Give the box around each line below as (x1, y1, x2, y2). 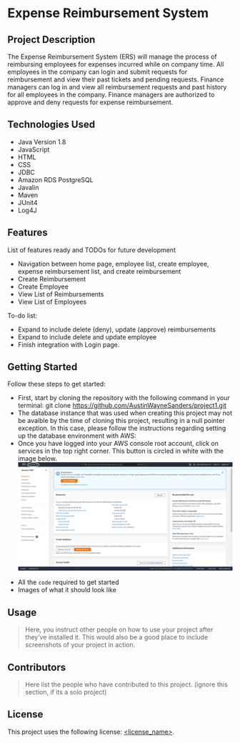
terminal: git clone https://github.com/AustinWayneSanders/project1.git (17, 402, 227, 410)
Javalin (17, 183, 39, 191)
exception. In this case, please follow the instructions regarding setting (17, 424, 226, 433)
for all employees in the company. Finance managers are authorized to (7, 91, 215, 99)
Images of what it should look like (17, 586, 116, 594)
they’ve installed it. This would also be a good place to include (24, 633, 209, 642)
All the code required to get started (17, 578, 119, 587)
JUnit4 (17, 198, 38, 206)
